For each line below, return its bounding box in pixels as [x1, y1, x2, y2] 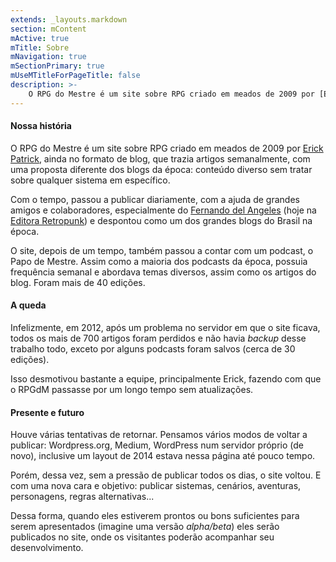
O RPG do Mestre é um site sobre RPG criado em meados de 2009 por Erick [10, 142, 324, 154]
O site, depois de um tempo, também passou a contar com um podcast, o [10, 244, 314, 256]
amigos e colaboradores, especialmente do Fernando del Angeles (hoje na [10, 204, 317, 216]
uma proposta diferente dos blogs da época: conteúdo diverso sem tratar [10, 163, 313, 175]
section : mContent [10, 24, 87, 34]
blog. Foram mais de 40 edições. [10, 276, 146, 288]
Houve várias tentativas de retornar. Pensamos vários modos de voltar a [10, 429, 308, 441]
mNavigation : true [10, 52, 87, 62]
